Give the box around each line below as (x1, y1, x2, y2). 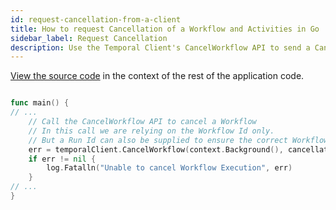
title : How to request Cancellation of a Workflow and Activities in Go (10, 24, 320, 34)
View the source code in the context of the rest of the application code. (10, 70, 305, 82)
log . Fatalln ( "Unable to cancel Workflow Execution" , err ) (46, 163, 293, 173)
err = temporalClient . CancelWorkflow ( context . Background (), (28, 144, 284, 155)
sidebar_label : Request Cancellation (10, 33, 168, 43)
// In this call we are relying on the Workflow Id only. (28, 126, 275, 136)
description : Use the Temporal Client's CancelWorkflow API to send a (10, 42, 311, 53)
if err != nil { (28, 154, 97, 164)
